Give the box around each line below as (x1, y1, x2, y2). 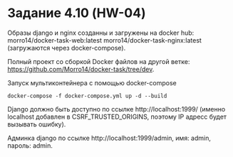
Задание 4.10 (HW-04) (7, 5, 146, 21)
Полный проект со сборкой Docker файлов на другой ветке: (7, 57, 190, 65)
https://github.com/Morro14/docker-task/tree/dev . (7, 65, 155, 73)
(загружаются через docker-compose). (7, 43, 126, 52)
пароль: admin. (7, 141, 53, 150)
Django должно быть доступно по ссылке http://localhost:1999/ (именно (7, 104, 226, 113)
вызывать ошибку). (7, 119, 66, 129)
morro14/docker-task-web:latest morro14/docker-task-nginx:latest (7, 36, 202, 44)
